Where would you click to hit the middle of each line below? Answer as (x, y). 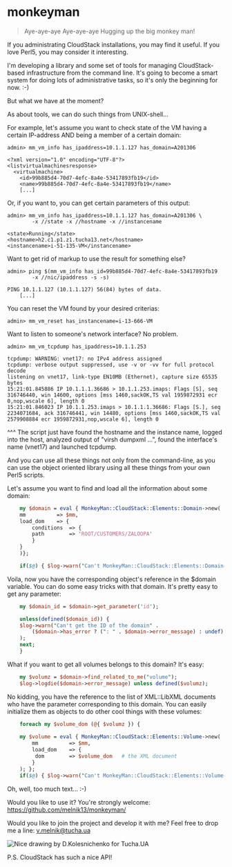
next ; (28, 645)
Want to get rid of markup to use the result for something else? (97, 258)
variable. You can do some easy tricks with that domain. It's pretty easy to (113, 586)
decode (17, 371)
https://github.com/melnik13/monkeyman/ (67, 810)
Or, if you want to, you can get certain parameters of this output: (99, 203)
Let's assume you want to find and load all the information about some (107, 488)
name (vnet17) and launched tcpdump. (62, 446)
